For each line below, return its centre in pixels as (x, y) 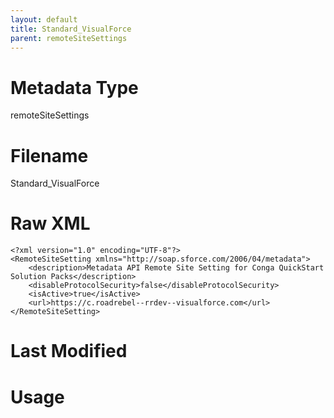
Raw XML (50, 223)
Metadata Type (74, 87)
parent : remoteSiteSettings (69, 38)
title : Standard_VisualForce (71, 29)
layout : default (44, 19)
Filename (49, 155)
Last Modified (69, 351)
